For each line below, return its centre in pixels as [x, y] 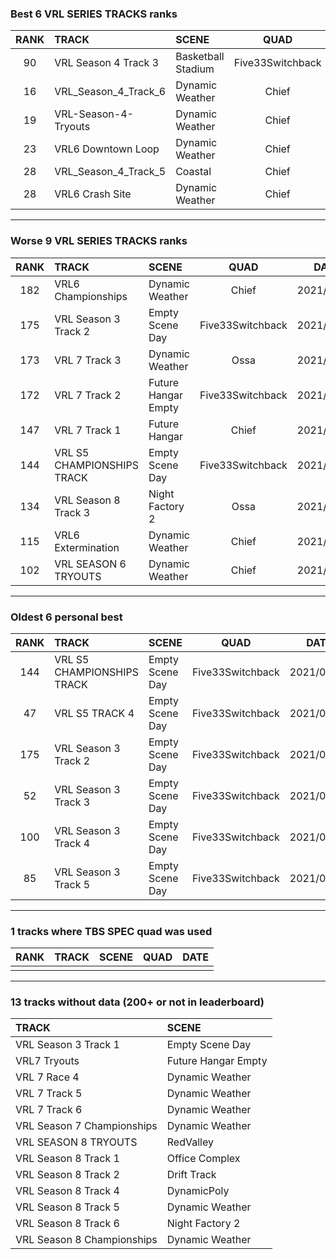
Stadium [195, 69]
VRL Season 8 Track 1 [67, 1159]
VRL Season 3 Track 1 [67, 1045]
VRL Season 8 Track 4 [67, 1191]
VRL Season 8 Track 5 [67, 1207]
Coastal [193, 172]
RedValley [190, 1142]
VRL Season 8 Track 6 [67, 1224]
